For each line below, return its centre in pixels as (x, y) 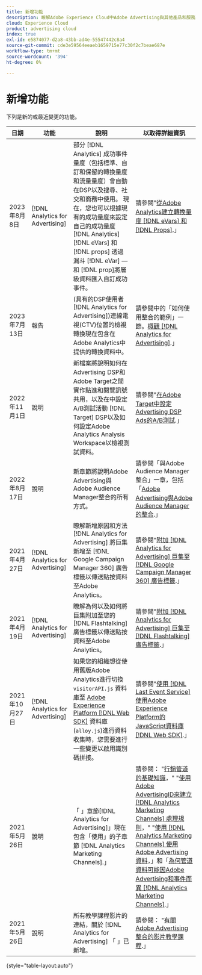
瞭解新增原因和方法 (100, 526)
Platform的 (150, 717)
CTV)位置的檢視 (104, 325)
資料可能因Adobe (160, 870)
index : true (21, 34)
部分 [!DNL (88, 145)
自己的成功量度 (94, 226)
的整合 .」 (148, 514)
